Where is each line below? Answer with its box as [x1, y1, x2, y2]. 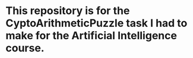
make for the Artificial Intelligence [5, 29, 178, 42]
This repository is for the [5, 4, 130, 18]
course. [5, 42, 45, 55]
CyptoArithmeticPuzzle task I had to [5, 16, 188, 30]
